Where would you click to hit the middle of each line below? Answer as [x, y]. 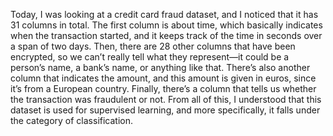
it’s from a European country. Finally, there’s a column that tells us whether [163, 88]
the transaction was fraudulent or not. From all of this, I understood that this [166, 99]
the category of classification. [72, 120]
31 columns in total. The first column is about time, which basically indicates [166, 25]
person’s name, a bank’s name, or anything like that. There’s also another [160, 67]
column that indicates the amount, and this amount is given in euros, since [163, 78]
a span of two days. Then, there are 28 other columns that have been [153, 46]
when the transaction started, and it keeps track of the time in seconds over [166, 35]
